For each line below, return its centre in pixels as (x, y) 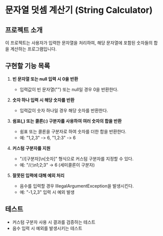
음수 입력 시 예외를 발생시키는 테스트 (47, 228)
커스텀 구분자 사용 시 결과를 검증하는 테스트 (54, 222)
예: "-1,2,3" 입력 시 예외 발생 (47, 192)
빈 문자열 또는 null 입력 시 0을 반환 (45, 79)
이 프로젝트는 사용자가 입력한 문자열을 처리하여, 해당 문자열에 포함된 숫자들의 (79, 43)
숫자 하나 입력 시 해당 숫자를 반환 (43, 100)
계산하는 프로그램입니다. (33, 49)
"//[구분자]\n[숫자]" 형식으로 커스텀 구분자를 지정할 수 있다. (77, 158)
